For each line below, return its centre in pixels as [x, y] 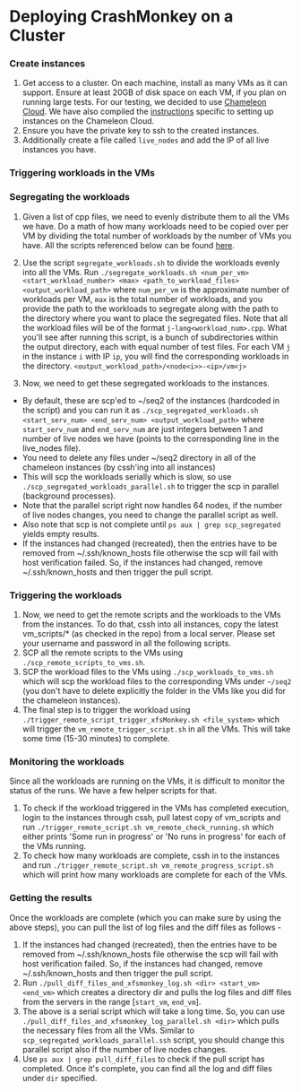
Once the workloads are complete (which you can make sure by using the [146, 917]
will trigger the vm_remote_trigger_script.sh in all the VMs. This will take [156, 729]
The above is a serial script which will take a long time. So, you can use [154, 1011]
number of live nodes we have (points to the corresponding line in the [150, 438]
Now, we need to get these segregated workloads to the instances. [146, 383]
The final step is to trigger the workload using [106, 710]
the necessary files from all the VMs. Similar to [108, 1030]
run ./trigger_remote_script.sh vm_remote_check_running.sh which [148, 828]
